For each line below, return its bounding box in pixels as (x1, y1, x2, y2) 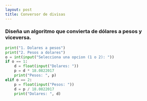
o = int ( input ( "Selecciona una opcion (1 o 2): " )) (5, 55, 114, 60)
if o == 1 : (5, 59, 28, 64)
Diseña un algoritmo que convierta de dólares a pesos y (5, 28, 143, 35)
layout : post (5, 7, 32, 12)
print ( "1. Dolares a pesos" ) (5, 45, 66, 50)
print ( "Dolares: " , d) (14, 91, 61, 96)
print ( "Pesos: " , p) (14, 73, 57, 78)
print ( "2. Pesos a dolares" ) (5, 50, 66, 55)
